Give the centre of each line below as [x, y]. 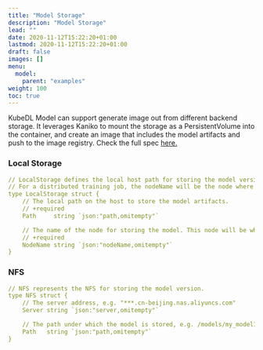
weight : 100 [27, 88]
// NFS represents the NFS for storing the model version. [106, 288]
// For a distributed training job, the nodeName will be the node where [131, 187]
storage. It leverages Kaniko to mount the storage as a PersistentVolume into [131, 126]
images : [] [26, 60]
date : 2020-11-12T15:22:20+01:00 [63, 37]
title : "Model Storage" [47, 15]
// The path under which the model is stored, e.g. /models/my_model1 [140, 325]
